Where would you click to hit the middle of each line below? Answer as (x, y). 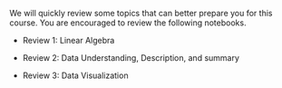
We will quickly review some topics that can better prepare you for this (141, 13)
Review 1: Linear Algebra (68, 40)
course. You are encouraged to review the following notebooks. (128, 23)
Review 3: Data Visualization (75, 75)
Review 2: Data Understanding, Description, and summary (131, 58)
